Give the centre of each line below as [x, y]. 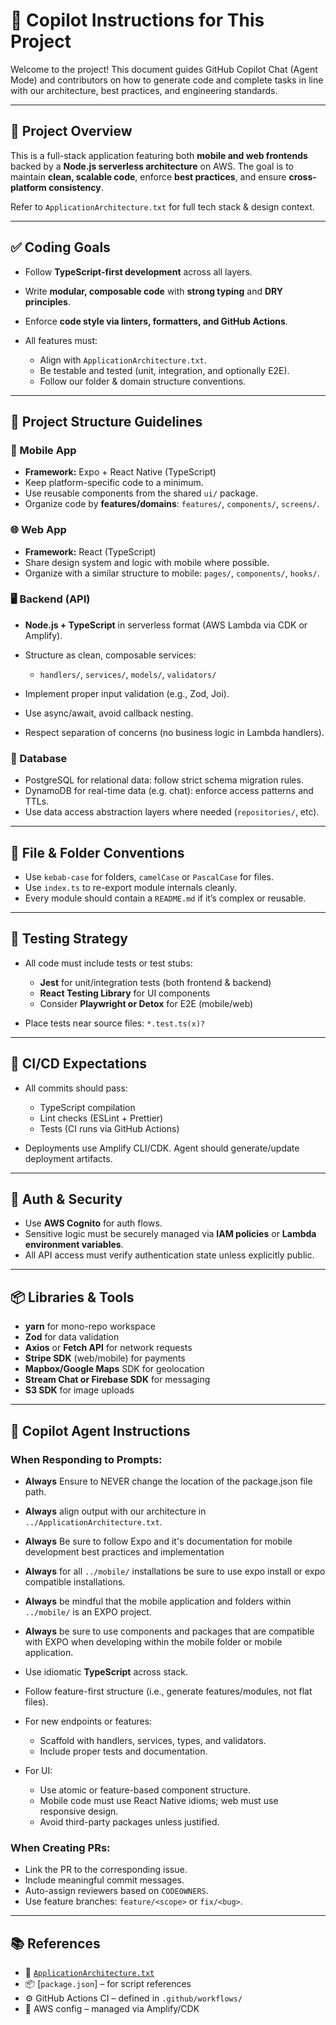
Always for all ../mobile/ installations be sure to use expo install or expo [175, 1571]
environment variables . [74, 1245]
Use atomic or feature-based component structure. [145, 1790]
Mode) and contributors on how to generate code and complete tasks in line [167, 80]
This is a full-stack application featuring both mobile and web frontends [159, 155]
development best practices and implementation [124, 1551]
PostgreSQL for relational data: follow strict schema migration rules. [164, 780]
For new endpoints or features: [88, 1721]
